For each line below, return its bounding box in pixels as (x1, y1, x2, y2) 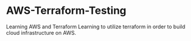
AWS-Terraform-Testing (6, 4, 126, 17)
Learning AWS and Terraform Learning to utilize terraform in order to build (6, 23, 186, 30)
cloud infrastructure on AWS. (6, 29, 76, 36)
